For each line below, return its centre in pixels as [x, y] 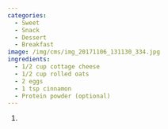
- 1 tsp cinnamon [43, 88]
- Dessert [31, 37]
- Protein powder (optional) [63, 96]
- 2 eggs [29, 81]
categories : [27, 15]
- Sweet [27, 23]
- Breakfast [34, 45]
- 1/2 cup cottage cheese [57, 67]
